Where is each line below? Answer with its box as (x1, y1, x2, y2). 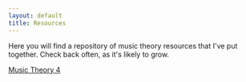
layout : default (8, 11, 63, 20)
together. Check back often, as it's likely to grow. (8, 49, 170, 59)
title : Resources (8, 19, 67, 27)
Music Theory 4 (8, 64, 61, 74)
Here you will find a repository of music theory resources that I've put (8, 41, 238, 50)
